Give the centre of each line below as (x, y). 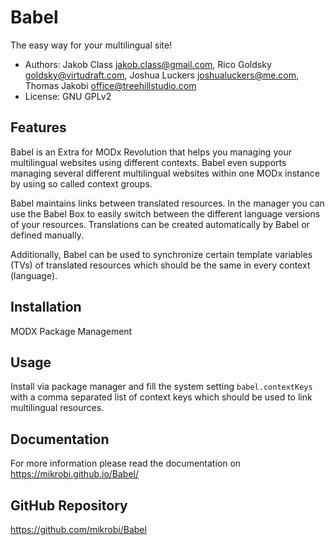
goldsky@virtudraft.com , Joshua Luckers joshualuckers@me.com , (162, 75)
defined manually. (47, 235)
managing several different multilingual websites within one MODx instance (165, 173)
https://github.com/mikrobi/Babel (78, 529)
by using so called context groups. (81, 183)
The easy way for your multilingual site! (91, 45)
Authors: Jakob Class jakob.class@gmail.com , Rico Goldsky (148, 64)
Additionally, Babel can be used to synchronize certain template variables (161, 254)
